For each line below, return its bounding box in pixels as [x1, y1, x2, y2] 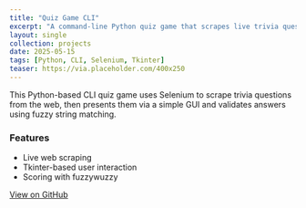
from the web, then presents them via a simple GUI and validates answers [9, 99, 287, 109]
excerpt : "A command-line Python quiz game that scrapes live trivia [9, 22, 280, 31]
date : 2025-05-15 [9, 47, 76, 57]
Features [9, 131, 50, 144]
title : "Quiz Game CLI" [9, 13, 100, 23]
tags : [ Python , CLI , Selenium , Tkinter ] [9, 56, 166, 65]
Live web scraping [22, 152, 93, 163]
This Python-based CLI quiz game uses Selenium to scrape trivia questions [9, 88, 292, 100]
